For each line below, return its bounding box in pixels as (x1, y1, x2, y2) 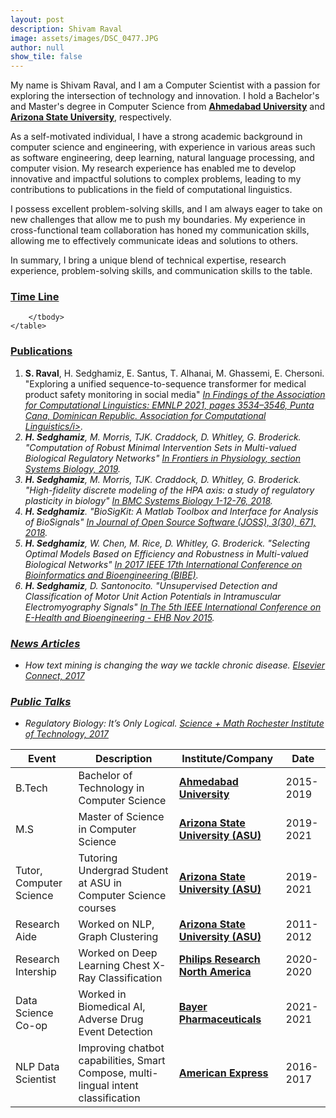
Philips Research (178, 952, 261, 966)
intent (111, 1079, 139, 1093)
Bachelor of (78, 769, 133, 783)
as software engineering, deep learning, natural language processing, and (10, 152, 315, 164)
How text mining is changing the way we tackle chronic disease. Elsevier (24, 659, 326, 671)
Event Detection (78, 1025, 153, 1039)
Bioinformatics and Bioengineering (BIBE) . (24, 569, 199, 581)
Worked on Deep (78, 946, 158, 960)
